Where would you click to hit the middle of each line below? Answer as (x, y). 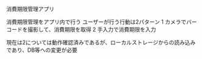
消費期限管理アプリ (30, 9)
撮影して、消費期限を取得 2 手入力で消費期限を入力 (92, 29)
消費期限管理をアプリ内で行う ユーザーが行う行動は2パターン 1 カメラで (96, 22)
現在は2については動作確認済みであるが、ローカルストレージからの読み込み (101, 42)
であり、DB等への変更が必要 (42, 50)
